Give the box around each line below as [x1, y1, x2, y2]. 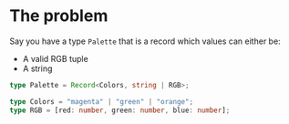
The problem [9, 5, 108, 26]
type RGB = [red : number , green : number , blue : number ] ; [9, 106, 231, 115]
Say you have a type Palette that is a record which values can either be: [9, 36, 281, 46]
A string [22, 63, 53, 74]
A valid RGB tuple [22, 53, 88, 64]
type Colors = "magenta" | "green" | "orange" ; [9, 97, 194, 106]
